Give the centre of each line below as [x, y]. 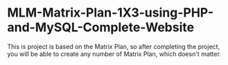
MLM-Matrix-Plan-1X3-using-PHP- [110, 13]
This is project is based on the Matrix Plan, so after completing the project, [114, 46]
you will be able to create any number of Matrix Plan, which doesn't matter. [114, 54]
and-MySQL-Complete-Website [101, 27]
